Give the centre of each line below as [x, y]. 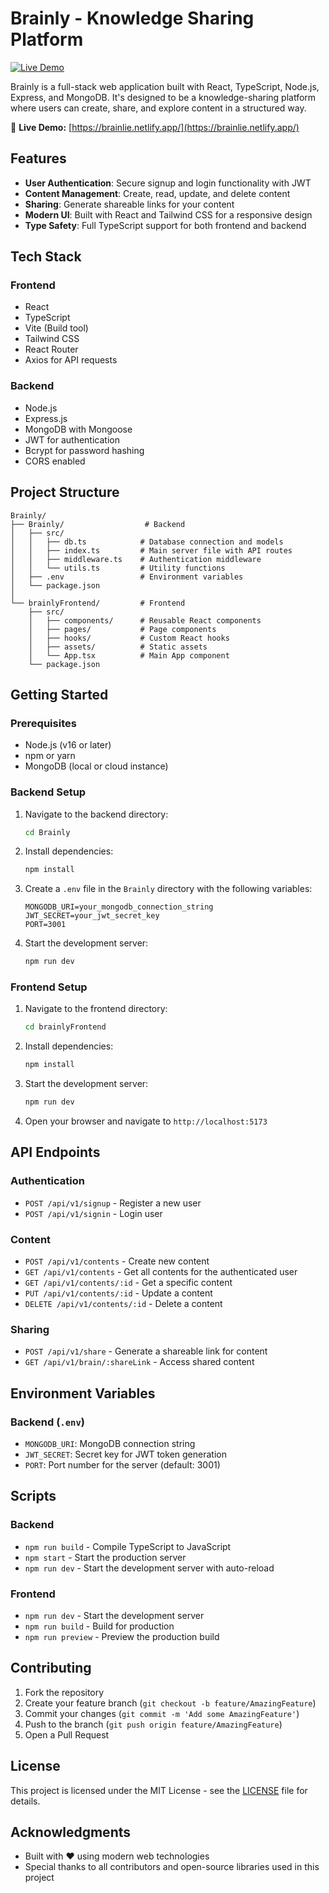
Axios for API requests [71, 360]
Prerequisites [43, 723]
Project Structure [65, 492]
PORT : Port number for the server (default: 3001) [122, 1465]
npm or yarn [50, 756]
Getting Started [59, 694]
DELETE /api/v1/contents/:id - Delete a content [123, 1304]
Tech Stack [46, 257]
